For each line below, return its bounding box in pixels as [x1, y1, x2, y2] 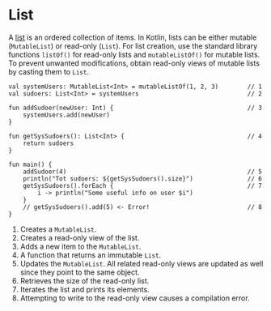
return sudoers [23, 139, 74, 147]
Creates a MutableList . [19, 224, 97, 234]
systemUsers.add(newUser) [23, 111, 111, 119]
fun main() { [8, 160, 53, 168]
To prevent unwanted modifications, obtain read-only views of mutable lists [8, 58, 260, 68]
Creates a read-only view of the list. [19, 232, 140, 242]
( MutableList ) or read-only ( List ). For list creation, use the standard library [8, 40, 258, 50]
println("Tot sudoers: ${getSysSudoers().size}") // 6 [23, 174, 263, 183]
